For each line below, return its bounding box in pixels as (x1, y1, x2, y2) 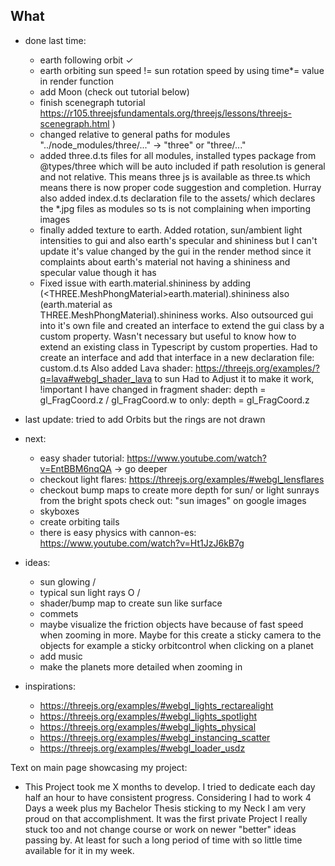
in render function (39, 75, 114, 87)
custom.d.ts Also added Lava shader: (39, 362, 193, 374)
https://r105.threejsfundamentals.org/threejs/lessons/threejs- (39, 107, 293, 119)
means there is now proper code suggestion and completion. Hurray (39, 181, 322, 193)
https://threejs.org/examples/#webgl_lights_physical (39, 720, 257, 733)
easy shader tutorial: (39, 452, 125, 464)
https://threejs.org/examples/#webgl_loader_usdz (39, 742, 246, 754)
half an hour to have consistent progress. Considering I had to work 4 (24, 791, 312, 803)
